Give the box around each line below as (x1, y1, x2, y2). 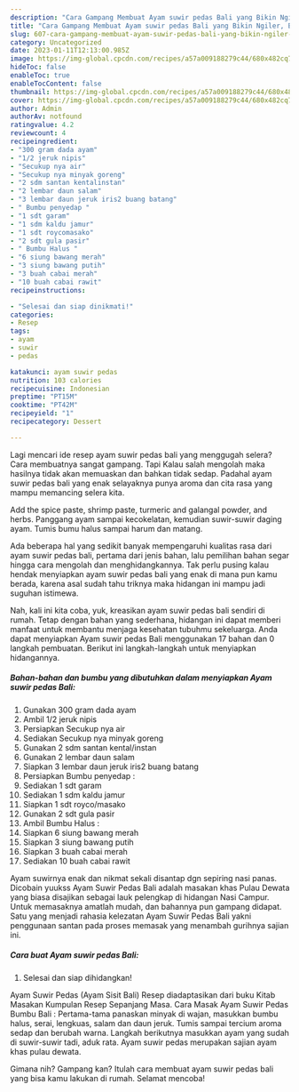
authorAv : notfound (10, 112, 83, 121)
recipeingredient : (10, 137, 78, 146)
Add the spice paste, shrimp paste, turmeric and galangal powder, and (10, 504, 268, 515)
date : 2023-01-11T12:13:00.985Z (10, 46, 130, 55)
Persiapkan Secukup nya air (22, 723, 126, 734)
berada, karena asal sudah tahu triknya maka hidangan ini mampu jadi (10, 578, 265, 589)
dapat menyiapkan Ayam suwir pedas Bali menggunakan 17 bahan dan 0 (10, 633, 274, 644)
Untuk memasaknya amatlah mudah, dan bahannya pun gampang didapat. (10, 901, 282, 911)
